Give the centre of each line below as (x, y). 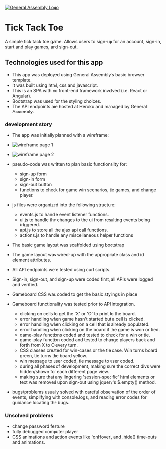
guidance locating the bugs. (41, 403)
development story (28, 124)
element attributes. (31, 260)
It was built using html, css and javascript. (55, 85)
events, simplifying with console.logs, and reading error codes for (80, 397)
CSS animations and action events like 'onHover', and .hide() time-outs (84, 437)
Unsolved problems (29, 415)
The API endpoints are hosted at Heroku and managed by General (80, 106)
